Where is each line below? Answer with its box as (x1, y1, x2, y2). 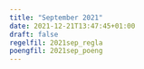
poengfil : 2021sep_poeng (9, 47, 103, 56)
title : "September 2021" (9, 13, 103, 22)
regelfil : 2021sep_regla (9, 38, 103, 47)
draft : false (9, 30, 59, 39)
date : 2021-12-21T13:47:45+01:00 (9, 22, 136, 30)
